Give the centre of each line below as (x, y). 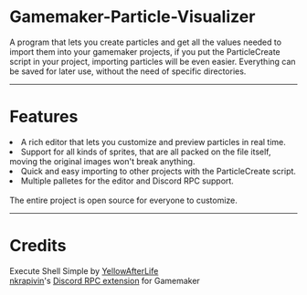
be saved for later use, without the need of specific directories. (128, 71)
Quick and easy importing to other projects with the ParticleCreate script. (159, 171)
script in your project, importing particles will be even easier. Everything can (153, 61)
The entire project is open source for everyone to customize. (123, 200)
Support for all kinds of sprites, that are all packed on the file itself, (146, 152)
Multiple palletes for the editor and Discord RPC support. (128, 181)
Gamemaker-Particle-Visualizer (132, 17)
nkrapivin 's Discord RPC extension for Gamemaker (105, 280)
